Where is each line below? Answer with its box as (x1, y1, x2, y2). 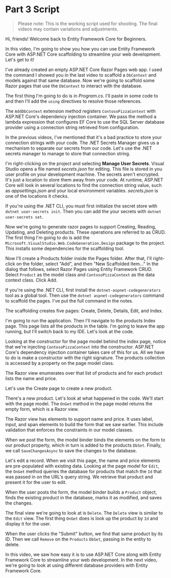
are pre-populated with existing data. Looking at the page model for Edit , (5, 463, 159, 469)
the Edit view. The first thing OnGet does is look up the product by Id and (5, 515, 158, 521)
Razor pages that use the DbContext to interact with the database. (5, 83, 143, 89)
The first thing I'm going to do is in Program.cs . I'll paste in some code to (5, 93, 158, 99)
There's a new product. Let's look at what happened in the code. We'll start (5, 395, 164, 401)
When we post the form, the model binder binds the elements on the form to (5, 436, 165, 443)
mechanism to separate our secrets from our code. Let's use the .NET (5, 145, 152, 151)
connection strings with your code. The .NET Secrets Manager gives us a (5, 140, 159, 146)
